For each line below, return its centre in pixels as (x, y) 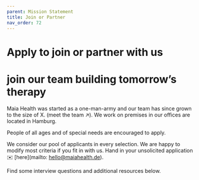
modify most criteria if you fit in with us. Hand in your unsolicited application (100, 150)
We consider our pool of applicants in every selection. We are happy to (94, 144)
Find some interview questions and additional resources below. (84, 170)
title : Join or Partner (36, 17)
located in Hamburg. (32, 121)
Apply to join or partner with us (85, 52)
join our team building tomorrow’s (92, 79)
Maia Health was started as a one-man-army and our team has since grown (99, 108)
